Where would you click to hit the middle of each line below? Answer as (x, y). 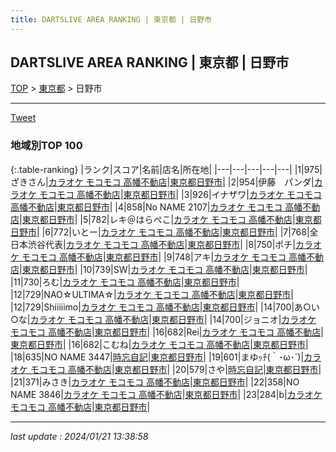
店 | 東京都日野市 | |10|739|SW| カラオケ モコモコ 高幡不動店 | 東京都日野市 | (159, 269)
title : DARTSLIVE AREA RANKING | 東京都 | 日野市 (111, 19)
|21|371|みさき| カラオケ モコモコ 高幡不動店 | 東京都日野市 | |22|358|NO (155, 382)
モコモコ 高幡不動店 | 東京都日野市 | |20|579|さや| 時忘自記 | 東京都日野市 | (175, 369)
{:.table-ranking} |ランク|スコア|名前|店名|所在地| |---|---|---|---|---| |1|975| (166, 169)
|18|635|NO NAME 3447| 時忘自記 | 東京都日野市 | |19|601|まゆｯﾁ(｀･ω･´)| (157, 357)
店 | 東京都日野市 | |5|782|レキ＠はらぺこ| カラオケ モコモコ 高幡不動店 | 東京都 (166, 219)
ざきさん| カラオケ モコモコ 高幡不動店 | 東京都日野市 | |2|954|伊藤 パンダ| (162, 182)
